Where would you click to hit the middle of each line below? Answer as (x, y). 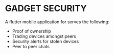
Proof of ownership (32, 31)
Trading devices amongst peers (44, 36)
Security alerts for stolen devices (46, 41)
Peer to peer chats (31, 46)
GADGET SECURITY (46, 8)
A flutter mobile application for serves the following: (57, 22)
